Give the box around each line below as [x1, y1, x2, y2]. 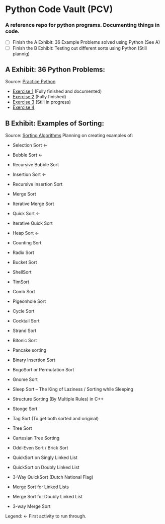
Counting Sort [12, 240, 42, 246]
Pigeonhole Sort [12, 298, 46, 304]
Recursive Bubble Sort [12, 162, 59, 168]
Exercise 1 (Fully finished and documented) [12, 88, 102, 94]
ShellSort [12, 269, 32, 275]
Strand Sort [12, 327, 37, 334]
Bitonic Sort [12, 338, 37, 344]
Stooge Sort [12, 406, 38, 412]
